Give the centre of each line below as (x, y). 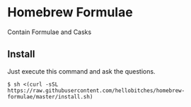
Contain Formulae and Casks (50, 32)
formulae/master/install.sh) (50, 96)
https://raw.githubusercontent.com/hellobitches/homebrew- (96, 90)
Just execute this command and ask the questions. (81, 71)
